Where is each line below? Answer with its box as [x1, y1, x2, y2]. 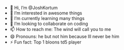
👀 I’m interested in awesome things [9, 10, 82, 16]
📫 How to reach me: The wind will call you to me [9, 26, 111, 32]
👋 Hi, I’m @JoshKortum [9, 5, 58, 10]
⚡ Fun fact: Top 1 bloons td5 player [9, 39, 81, 45]
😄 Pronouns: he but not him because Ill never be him [9, 33, 119, 39]
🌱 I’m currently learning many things [9, 15, 85, 21]
